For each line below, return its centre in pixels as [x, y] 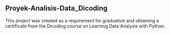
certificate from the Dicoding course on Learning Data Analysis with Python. [86, 26]
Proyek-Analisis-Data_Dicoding [56, 8]
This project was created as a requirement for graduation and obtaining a [82, 20]
